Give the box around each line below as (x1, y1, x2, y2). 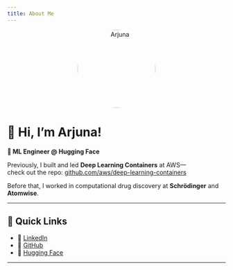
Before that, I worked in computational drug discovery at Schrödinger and (7, 181, 219, 189)
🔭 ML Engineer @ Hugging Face (7, 147, 100, 155)
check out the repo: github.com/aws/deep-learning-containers (7, 168, 187, 176)
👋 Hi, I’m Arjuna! (7, 124, 102, 140)
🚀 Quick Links (7, 215, 67, 227)
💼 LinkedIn (17, 234, 48, 242)
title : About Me (7, 10, 54, 17)
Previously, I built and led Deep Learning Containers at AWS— (7, 160, 187, 169)
